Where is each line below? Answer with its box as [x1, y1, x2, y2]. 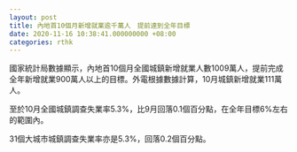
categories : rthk [9, 37, 74, 47]
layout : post [9, 12, 58, 22]
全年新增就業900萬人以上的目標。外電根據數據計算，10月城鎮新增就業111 [9, 74, 275, 85]
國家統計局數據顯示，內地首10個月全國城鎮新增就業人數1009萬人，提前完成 [9, 63, 284, 73]
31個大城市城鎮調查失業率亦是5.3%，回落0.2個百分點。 [9, 133, 211, 144]
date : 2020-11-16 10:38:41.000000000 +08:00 [9, 29, 176, 38]
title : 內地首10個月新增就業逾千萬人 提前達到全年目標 [9, 21, 191, 30]
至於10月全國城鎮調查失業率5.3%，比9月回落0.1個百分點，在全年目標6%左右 [9, 103, 288, 115]
